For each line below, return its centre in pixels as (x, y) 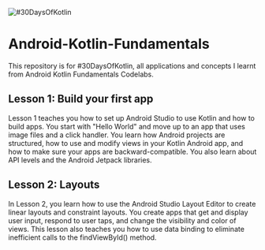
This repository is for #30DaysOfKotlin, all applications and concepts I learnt (132, 65)
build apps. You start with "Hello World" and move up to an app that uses (127, 126)
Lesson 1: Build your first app (81, 99)
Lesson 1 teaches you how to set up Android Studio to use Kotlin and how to (131, 118)
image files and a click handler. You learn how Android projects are (117, 135)
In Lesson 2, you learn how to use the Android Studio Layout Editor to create (132, 203)
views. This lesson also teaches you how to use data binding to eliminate (126, 229)
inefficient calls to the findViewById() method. (82, 237)
